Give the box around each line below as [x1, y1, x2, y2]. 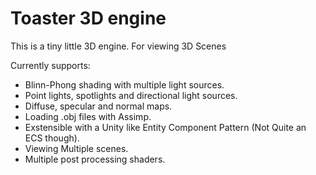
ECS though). [24, 132, 80, 144]
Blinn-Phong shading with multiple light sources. [24, 78, 225, 91]
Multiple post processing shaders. [24, 153, 166, 165]
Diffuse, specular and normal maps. [24, 100, 173, 112]
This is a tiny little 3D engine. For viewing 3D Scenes [10, 40, 227, 52]
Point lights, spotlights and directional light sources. [24, 89, 238, 101]
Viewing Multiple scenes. [24, 142, 129, 154]
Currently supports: [10, 59, 91, 71]
